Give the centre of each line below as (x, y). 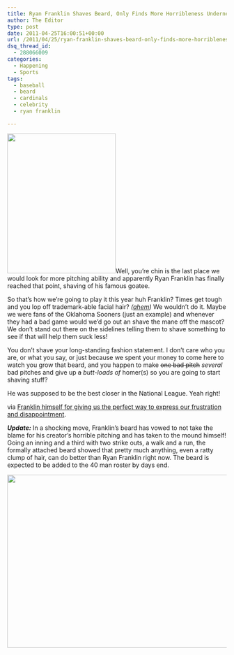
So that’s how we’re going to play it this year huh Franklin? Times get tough (115, 299)
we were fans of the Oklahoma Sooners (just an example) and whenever (111, 314)
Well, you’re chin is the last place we (168, 271)
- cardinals (31, 99)
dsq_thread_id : (29, 46)
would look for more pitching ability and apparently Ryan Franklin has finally (116, 278)
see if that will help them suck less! (57, 336)
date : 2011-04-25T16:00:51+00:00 (56, 33)
